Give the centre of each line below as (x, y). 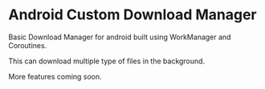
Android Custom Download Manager (132, 15)
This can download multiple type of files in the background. (107, 61)
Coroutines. (28, 45)
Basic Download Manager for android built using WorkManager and (120, 37)
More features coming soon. (55, 76)
